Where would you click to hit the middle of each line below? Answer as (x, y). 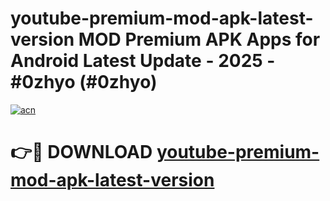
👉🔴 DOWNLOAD (81, 152)
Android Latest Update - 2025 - (143, 61)
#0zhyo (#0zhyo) (84, 82)
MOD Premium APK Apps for (199, 39)
